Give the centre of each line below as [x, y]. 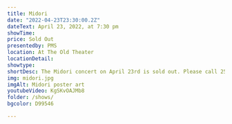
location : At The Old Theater [51, 53]
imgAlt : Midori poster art [46, 85]
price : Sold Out [30, 39]
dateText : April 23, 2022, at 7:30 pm [63, 26]
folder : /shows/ [30, 98]
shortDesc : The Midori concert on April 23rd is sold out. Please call [112, 71]
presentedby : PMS [32, 46]
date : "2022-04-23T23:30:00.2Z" [54, 20]
